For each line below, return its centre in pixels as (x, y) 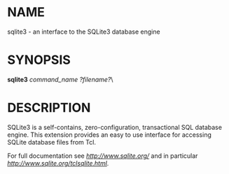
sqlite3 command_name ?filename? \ (60, 79)
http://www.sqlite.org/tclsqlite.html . (58, 163)
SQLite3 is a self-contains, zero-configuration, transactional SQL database (115, 127)
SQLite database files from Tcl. (52, 142)
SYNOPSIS (39, 60)
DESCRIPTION (49, 108)
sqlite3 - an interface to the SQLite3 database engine (84, 32)
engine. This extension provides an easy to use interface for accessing (109, 135)
